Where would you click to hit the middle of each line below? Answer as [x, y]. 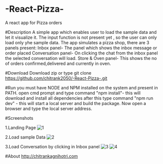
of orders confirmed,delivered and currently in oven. [58, 63]
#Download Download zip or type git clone [48, 73]
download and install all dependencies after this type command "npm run [79, 98]
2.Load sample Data [25, 137]
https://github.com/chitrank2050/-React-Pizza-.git [56, 78]
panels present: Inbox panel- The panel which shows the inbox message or [81, 48]
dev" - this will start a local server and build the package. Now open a [76, 103]
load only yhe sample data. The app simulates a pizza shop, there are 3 [77, 42]
